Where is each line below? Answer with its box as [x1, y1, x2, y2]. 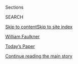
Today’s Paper [5, 43, 35, 49]
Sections [5, 5, 24, 10]
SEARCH [5, 14, 24, 20]
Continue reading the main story [5, 53, 72, 59]
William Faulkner [5, 34, 40, 39]
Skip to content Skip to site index [5, 24, 72, 30]
